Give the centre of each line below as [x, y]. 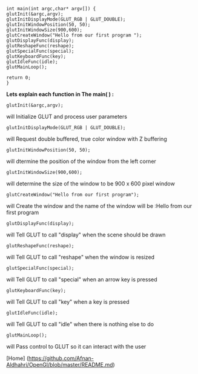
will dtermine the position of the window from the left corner [81, 161]
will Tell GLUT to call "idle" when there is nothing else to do [80, 324]
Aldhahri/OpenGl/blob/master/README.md [60, 365]
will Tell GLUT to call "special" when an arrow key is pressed [82, 279]
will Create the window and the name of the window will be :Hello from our [99, 206]
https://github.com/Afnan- [61, 358]
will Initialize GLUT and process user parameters [67, 116]
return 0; [19, 78]
